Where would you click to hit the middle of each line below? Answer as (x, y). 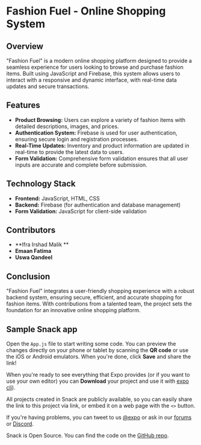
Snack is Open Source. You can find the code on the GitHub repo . (88, 435)
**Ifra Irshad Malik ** (42, 245)
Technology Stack (41, 184)
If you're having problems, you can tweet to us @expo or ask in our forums (99, 417)
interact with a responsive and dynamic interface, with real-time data (92, 80)
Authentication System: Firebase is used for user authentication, (96, 133)
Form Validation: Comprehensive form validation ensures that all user (101, 158)
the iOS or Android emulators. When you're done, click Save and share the (99, 357)
